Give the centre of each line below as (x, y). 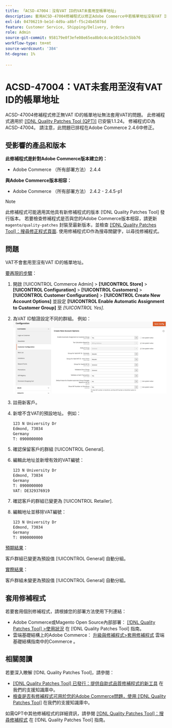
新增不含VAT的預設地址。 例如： (47, 413)
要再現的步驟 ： (21, 273)
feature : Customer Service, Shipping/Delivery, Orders (65, 27)
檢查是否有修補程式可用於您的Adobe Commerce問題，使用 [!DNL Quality (89, 696)
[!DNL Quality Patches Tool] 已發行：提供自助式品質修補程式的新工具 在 (88, 683)
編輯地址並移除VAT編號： (39, 512)
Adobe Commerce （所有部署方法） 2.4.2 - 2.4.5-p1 (68, 191)
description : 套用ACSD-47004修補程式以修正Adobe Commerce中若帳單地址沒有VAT (84, 16)
